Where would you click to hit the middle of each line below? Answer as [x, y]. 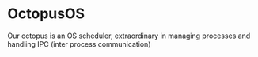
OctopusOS [46, 14]
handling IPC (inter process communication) [79, 44]
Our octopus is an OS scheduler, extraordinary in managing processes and [129, 36]
